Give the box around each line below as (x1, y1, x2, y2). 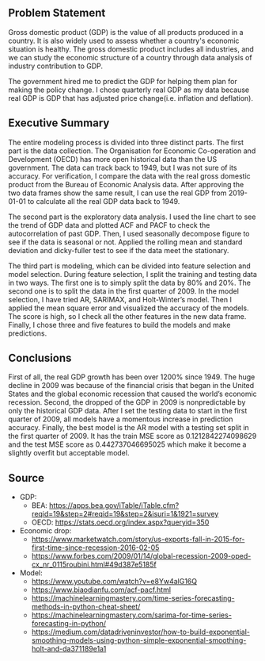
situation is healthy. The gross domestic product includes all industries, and (8, 44, 255, 54)
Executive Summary (8, 117, 110, 130)
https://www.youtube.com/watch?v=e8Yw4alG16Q (31, 577, 198, 586)
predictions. (8, 329, 47, 338)
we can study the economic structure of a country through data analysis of (8, 52, 252, 62)
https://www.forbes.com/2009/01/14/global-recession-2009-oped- (31, 551, 252, 561)
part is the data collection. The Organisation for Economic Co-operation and (8, 146, 256, 156)
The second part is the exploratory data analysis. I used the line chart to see (8, 212, 256, 221)
